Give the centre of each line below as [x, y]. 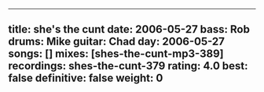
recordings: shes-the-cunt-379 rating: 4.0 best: [128, 66]
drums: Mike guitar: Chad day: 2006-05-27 [117, 42]
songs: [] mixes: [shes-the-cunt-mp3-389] [116, 54]
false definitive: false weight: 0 [86, 78]
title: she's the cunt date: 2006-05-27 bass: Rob [129, 29]
